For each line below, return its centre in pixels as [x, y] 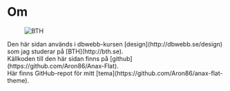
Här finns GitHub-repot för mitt [51, 73]
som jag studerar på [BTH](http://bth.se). [65, 51]
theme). [18, 80]
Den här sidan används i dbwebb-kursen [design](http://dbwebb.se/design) [115, 44]
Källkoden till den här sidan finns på [58, 58]
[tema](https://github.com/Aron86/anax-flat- [159, 73]
